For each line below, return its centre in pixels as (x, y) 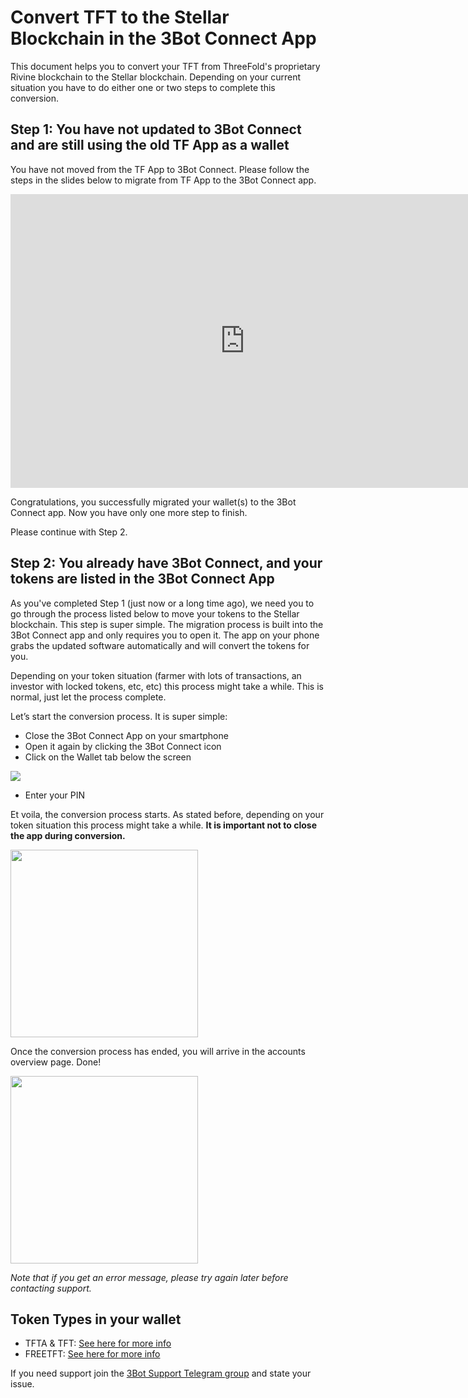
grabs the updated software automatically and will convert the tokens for (160, 645)
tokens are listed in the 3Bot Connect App (142, 579)
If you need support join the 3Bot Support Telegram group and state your (161, 1373)
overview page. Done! (56, 1062)
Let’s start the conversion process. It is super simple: (119, 716)
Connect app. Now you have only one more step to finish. (129, 512)
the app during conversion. (68, 835)
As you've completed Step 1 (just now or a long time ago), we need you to (162, 603)
